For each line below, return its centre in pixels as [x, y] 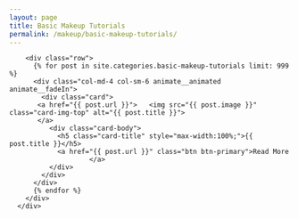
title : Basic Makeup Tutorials [67, 26]
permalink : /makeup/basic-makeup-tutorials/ [93, 34]
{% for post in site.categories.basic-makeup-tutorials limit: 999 [161, 66]
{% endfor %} [57, 191]
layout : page [33, 17]
